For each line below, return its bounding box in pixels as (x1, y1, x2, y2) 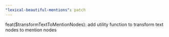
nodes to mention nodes (5, 26, 57, 33)
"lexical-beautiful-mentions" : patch (5, 7, 86, 13)
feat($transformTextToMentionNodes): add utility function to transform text (5, 21, 164, 27)
